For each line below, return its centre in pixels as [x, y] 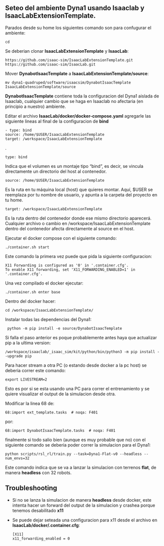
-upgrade [14, 356]
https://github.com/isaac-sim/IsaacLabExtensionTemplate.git [69, 60]
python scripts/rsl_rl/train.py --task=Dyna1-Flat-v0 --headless [73, 454]
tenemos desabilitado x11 [38, 510]
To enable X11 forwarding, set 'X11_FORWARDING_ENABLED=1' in [70, 270]
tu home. [14, 200]
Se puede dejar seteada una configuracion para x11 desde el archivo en [85, 520]
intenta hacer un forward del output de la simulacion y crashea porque [84, 505]
